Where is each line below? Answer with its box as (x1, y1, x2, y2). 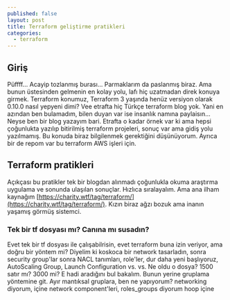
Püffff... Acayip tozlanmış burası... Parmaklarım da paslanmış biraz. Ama (7, 80, 213, 88)
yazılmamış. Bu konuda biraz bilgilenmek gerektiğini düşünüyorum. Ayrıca (7, 131, 218, 140)
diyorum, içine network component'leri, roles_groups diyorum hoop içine (7, 285, 215, 293)
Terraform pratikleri (7, 159, 94, 171)
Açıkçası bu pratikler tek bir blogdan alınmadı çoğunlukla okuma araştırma (7, 178, 218, 186)
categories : (7, 29, 42, 37)
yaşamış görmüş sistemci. (7, 207, 82, 215)
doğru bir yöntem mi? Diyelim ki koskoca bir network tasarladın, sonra (7, 248, 206, 256)
